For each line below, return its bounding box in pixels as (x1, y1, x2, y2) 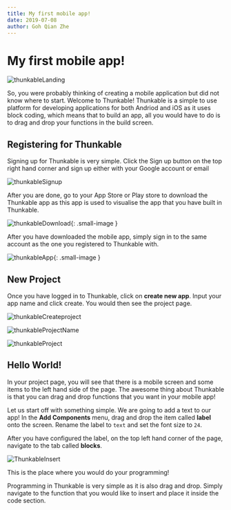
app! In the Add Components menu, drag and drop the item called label (7, 413, 212, 421)
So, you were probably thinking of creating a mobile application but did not (7, 89, 219, 98)
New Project (7, 273, 61, 285)
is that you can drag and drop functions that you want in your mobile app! (7, 392, 216, 401)
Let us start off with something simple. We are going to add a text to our (7, 406, 212, 414)
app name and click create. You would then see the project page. (7, 299, 192, 307)
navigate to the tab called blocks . (7, 441, 102, 450)
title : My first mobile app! (7, 10, 91, 17)
